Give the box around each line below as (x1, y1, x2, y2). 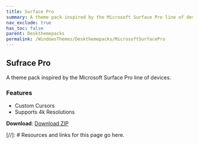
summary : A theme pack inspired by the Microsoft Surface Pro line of (6, 14, 184, 20)
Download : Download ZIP (6, 120, 69, 127)
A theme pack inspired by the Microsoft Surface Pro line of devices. (6, 73, 172, 81)
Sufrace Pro (6, 58, 52, 68)
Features (6, 88, 33, 97)
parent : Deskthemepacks (6, 31, 65, 37)
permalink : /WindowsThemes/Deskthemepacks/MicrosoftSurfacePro (6, 36, 166, 42)
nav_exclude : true (6, 20, 52, 25)
